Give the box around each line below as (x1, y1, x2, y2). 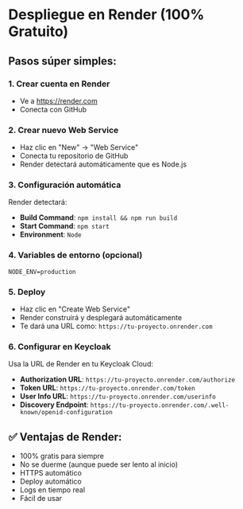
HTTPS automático (19, 468, 82, 478)
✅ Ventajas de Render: (8, 430, 122, 444)
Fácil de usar (19, 494, 62, 503)
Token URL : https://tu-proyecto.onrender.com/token (19, 383, 196, 393)
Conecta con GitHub (19, 104, 87, 114)
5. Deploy (8, 286, 46, 297)
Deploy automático (19, 476, 82, 487)
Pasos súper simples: (8, 54, 117, 68)
